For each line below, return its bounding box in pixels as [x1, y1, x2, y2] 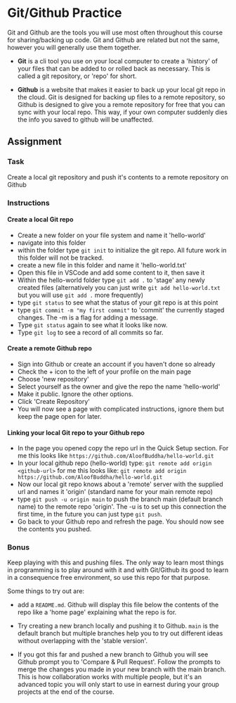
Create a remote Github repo [7, 344, 93, 353]
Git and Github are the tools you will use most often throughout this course [7, 28, 223, 37]
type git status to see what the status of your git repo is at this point [17, 298, 218, 307]
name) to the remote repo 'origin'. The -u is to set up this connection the [17, 502, 227, 511]
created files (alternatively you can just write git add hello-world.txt [17, 283, 221, 291]
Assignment [7, 136, 62, 148]
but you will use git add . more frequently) [17, 291, 144, 299]
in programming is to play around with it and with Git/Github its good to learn [7, 566, 229, 574]
